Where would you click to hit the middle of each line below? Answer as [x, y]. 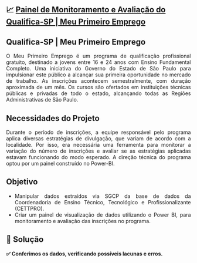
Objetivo [22, 182]
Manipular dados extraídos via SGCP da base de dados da [103, 196]
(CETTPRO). [29, 208]
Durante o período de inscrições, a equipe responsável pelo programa [98, 132]
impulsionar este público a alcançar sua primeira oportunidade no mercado [98, 75]
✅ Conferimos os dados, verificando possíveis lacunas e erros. [84, 254]
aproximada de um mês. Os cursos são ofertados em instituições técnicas [98, 87]
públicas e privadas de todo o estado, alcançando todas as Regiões [98, 93]
